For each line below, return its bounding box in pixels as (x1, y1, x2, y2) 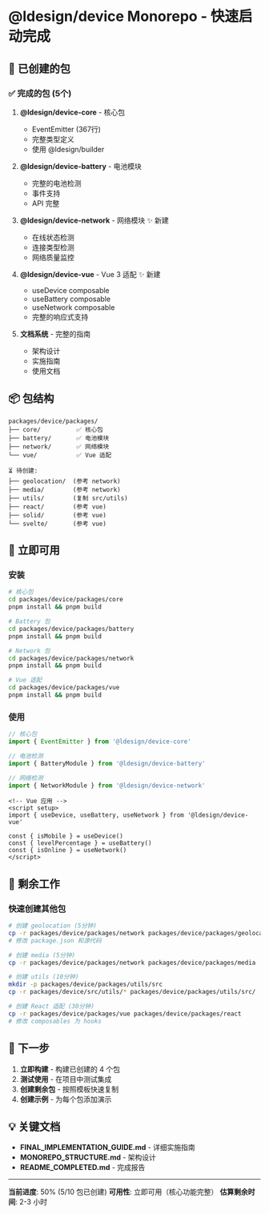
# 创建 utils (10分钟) (8, 973, 79, 981)
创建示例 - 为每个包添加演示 (19, 1094, 112, 1103)
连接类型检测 (31, 242, 74, 252)
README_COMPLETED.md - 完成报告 (19, 1163, 146, 1172)
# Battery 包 (8, 617, 50, 625)
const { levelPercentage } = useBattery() (8, 839, 152, 847)
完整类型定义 (31, 134, 74, 144)
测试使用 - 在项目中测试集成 (19, 1074, 112, 1083)
